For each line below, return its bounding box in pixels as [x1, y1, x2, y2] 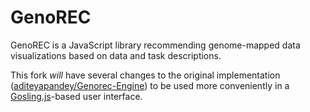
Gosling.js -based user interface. [10, 90, 143, 102]
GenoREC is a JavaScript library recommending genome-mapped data [10, 39, 301, 51]
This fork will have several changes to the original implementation [10, 69, 281, 81]
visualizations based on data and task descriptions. [10, 49, 222, 61]
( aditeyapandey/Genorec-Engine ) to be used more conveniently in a [10, 79, 290, 91]
